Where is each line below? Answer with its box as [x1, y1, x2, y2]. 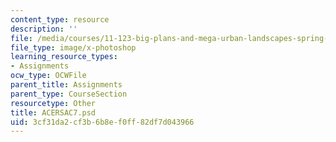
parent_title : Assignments [10, 80, 123, 90]
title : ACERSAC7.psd [10, 107, 97, 118]
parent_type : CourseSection [10, 89, 128, 99]
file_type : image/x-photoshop [10, 42, 137, 53]
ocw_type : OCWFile [10, 71, 87, 81]
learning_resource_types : [10, 52, 118, 62]
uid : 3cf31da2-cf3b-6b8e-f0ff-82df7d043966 [10, 117, 195, 127]
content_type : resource [10, 14, 110, 25]
